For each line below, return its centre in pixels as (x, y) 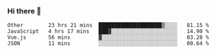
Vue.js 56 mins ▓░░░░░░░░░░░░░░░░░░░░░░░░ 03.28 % (108, 37)
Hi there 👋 (25, 11)
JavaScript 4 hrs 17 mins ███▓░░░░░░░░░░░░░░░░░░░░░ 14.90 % (108, 31)
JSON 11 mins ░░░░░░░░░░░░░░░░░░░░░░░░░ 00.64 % (108, 44)
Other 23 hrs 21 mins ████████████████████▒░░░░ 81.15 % (108, 26)
